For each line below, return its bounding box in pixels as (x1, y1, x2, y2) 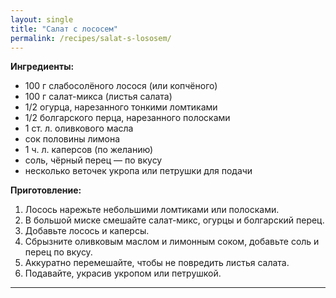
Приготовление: (10, 184, 82, 196)
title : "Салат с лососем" (10, 24, 118, 34)
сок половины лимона (24, 133, 121, 145)
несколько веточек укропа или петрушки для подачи (24, 165, 253, 177)
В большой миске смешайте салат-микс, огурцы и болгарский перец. (24, 214, 325, 226)
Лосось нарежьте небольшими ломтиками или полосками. (24, 204, 280, 216)
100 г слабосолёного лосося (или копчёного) (24, 80, 218, 92)
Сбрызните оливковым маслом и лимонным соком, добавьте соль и (24, 236, 320, 248)
